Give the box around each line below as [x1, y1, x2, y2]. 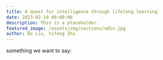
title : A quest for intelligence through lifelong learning [6, 8, 158, 15]
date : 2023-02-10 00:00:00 [6, 14, 73, 20]
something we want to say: [6, 47, 72, 54]
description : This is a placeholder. [6, 20, 100, 26]
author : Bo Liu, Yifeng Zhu [6, 31, 76, 37]
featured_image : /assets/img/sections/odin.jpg [6, 25, 126, 31]
